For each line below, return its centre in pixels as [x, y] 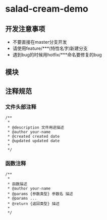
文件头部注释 [21, 107]
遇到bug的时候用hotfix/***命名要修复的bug [57, 55]
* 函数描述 [17, 184]
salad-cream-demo [47, 9]
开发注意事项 [25, 29]
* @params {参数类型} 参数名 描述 [40, 194]
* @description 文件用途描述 [36, 128]
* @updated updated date [33, 141]
